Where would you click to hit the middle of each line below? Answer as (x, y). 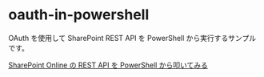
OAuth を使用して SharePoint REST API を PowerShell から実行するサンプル (132, 38)
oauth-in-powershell (79, 15)
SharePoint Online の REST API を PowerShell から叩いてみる (108, 65)
